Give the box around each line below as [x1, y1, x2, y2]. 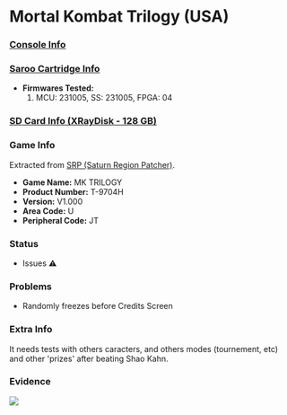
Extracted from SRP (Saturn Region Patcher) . [9, 159, 176, 170]
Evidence [9, 375, 51, 388]
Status [9, 237, 39, 250]
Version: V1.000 [22, 196, 83, 207]
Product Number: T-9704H [22, 186, 124, 197]
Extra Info [9, 323, 53, 336]
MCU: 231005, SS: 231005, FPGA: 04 [35, 93, 173, 103]
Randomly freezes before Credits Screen [22, 301, 173, 312]
